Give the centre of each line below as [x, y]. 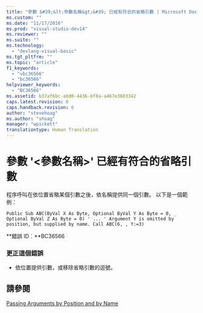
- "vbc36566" [28, 74]
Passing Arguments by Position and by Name [63, 303]
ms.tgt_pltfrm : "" [29, 57]
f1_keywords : [23, 68]
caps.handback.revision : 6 [40, 107]
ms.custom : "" [24, 18]
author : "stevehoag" [32, 113]
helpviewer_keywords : [34, 85]
